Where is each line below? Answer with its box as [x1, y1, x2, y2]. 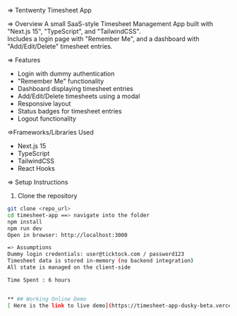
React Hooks [17, 164, 55, 172]
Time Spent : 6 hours [7, 276, 71, 284]
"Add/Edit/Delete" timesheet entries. [7, 42, 113, 50]
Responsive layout [17, 99, 71, 108]
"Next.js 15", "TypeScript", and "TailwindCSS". [7, 28, 141, 35]
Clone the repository [17, 192, 78, 200]
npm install [7, 218, 42, 225]
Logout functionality [17, 114, 76, 123]
